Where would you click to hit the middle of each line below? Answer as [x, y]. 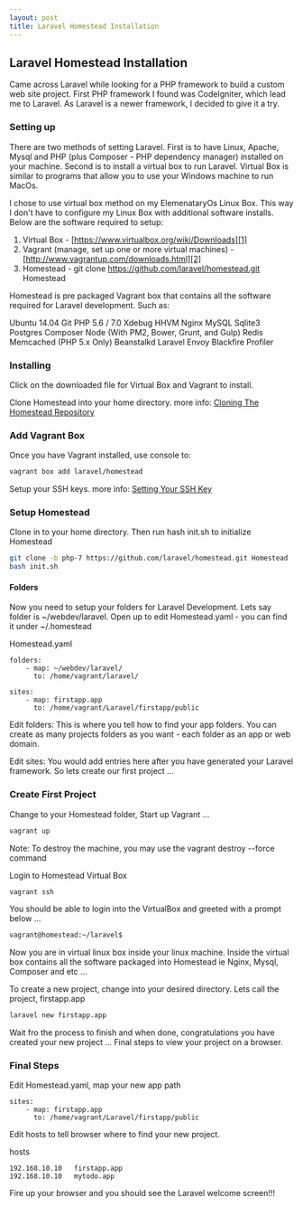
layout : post [34, 18]
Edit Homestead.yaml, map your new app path [96, 1085]
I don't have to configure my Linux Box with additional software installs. [142, 212]
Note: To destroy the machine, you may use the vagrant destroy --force [142, 848]
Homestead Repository [52, 411]
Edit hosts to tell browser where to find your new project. [115, 1135]
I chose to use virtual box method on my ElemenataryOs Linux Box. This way [151, 203]
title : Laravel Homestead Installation [84, 26]
